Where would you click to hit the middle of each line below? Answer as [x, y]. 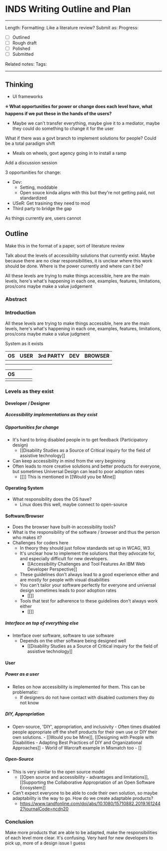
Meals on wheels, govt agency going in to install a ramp [69, 153]
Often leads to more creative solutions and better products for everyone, [86, 466]
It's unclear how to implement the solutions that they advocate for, [87, 553]
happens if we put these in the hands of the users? [58, 114]
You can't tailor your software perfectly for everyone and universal [88, 585]
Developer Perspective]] [52, 569]
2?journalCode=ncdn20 [44, 809]
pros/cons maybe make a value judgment [47, 334]
